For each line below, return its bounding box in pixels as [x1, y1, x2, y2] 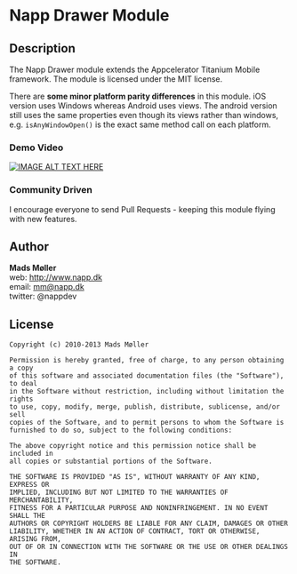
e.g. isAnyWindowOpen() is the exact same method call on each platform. [9, 119, 271, 130]
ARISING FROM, [9, 535, 62, 544]
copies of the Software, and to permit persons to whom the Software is [9, 419, 285, 427]
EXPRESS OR [9, 481, 50, 490]
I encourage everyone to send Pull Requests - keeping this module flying [9, 203, 276, 214]
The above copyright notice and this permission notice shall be [9, 442, 256, 450]
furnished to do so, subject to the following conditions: [9, 426, 233, 435]
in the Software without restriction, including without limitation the [9, 387, 285, 396]
